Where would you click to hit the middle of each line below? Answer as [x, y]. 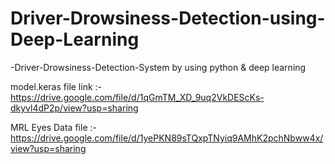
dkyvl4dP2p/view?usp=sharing [74, 108]
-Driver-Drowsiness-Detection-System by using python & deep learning [158, 67]
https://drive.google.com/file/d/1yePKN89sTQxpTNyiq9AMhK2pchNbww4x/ [167, 138]
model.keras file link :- [56, 86]
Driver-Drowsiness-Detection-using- [168, 18]
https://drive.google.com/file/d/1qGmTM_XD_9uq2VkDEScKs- [137, 97]
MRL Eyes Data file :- [53, 127]
